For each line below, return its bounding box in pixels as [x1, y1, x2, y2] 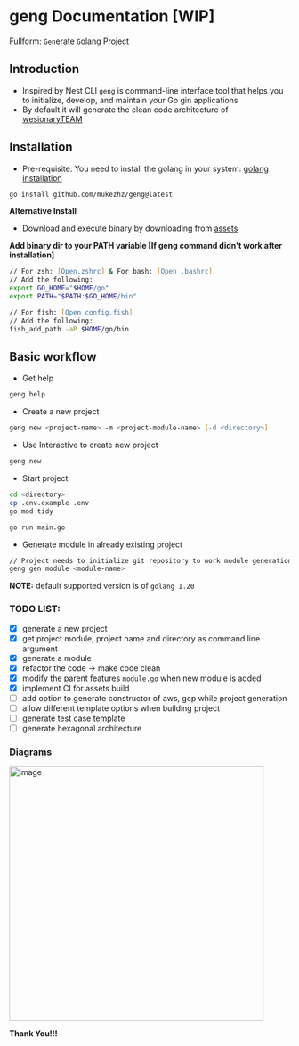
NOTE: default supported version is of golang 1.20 [9, 581, 195, 592]
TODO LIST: [9, 603, 61, 616]
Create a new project [21, 406, 100, 417]
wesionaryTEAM [21, 113, 83, 124]
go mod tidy [9, 506, 53, 516]
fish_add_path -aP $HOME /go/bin [9, 324, 129, 333]
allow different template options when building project [21, 702, 221, 714]
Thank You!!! [9, 1028, 58, 1039]
